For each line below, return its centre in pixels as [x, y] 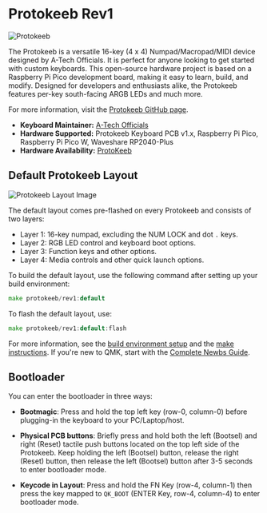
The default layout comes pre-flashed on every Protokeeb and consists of [130, 210]
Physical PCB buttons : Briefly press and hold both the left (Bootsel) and [138, 435]
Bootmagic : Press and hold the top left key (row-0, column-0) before [133, 412]
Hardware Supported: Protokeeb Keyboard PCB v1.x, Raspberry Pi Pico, [139, 133]
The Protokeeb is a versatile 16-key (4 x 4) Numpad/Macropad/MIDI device [132, 51]
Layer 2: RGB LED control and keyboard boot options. [108, 243]
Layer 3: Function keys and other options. [88, 251]
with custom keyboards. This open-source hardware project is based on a [130, 68]
